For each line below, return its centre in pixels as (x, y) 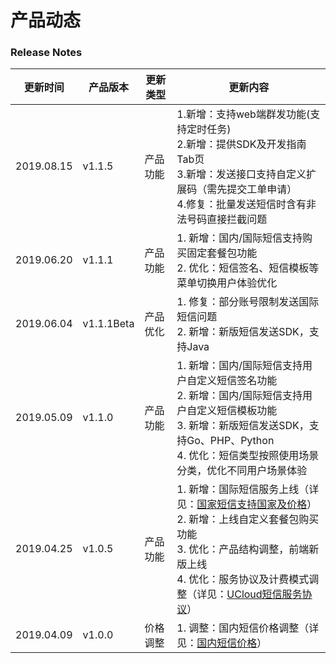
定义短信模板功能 (237, 411)
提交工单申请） (262, 189)
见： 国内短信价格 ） (222, 643)
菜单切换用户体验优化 (227, 283)
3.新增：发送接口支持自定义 (241, 174)
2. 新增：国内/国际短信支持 (239, 396)
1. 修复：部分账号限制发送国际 (248, 302)
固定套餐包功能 (222, 253)
